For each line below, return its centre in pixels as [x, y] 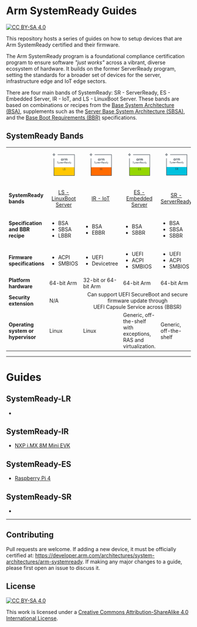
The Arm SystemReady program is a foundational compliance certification [95, 56]
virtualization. [139, 346]
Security [19, 298]
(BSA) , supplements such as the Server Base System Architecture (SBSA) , [96, 111]
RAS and [133, 340]
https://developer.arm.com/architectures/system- [95, 555]
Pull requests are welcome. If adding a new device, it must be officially [91, 549]
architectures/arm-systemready [45, 561]
